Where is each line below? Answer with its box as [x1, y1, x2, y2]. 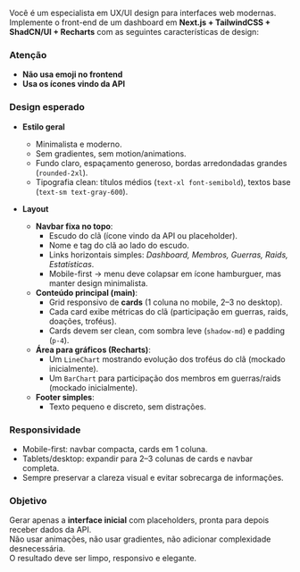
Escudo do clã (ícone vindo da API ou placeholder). [48, 230, 238, 240]
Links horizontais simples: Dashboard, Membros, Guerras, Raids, [48, 249, 288, 260]
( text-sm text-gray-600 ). [35, 186, 129, 197]
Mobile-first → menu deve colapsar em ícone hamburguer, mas [48, 268, 281, 279]
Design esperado [9, 101, 85, 114]
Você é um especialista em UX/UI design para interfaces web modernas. [9, 8, 277, 18]
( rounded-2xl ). [35, 167, 88, 178]
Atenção [9, 48, 47, 61]
